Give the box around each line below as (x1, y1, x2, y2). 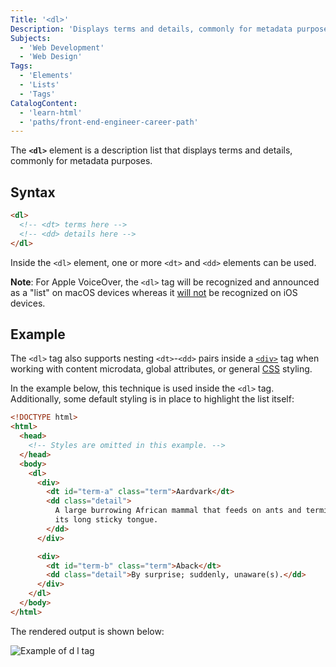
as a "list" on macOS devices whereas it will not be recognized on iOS (10, 286, 298, 298)
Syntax (10, 184, 56, 201)
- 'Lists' (19, 80, 60, 90)
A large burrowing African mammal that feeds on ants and (54, 506, 302, 516)
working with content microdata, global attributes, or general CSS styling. (10, 363, 313, 375)
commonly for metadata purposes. (10, 155, 153, 167)
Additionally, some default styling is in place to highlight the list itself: (10, 393, 295, 405)
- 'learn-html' (19, 107, 83, 118)
